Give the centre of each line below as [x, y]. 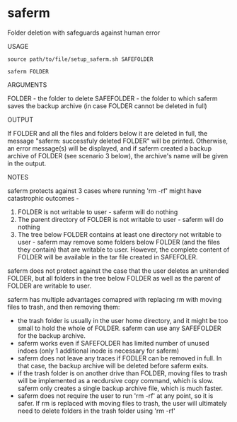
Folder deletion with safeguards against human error [84, 33]
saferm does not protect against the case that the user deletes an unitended [118, 271]
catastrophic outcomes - [43, 198]
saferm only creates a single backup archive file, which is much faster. [120, 388]
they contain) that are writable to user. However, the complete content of [123, 250]
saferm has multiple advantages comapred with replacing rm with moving [115, 299]
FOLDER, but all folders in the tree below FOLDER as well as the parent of [114, 278]
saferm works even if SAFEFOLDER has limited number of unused [114, 343]
